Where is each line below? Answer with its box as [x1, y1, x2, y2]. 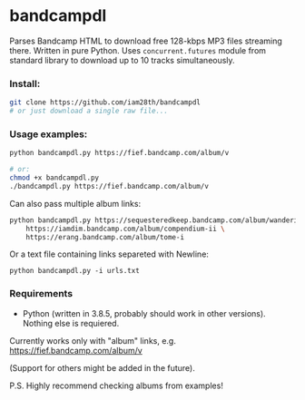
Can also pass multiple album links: [9, 198, 142, 209]
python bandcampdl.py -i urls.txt [9, 267, 141, 276]
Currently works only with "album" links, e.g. [9, 335, 177, 346]
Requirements [9, 288, 74, 300]
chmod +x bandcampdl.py [9, 173, 100, 182]
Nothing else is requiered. [22, 317, 120, 328]
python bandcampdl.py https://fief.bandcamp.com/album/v [9, 149, 230, 158]
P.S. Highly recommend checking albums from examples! [9, 380, 224, 391]
